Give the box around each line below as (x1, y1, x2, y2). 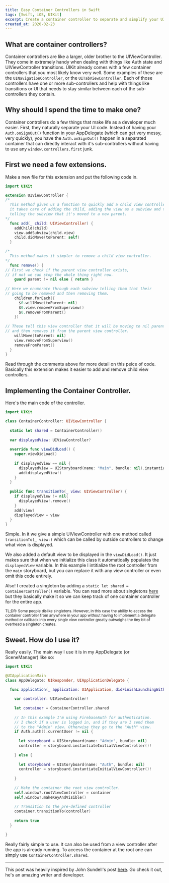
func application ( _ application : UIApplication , (10, 687, 114, 692)
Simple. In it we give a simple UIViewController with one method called (5, 531, 152, 537)
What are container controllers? (5, 40, 107, 48)
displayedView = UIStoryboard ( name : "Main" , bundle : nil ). (18, 465, 145, 471)
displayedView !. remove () (18, 498, 71, 504)
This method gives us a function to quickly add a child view (10, 202, 143, 207)
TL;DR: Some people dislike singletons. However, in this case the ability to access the (5, 609, 152, 614)
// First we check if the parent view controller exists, (5, 267, 129, 272)
